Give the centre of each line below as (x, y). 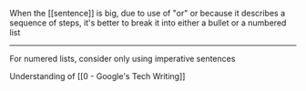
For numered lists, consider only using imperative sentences (122, 59)
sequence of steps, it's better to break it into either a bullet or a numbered (148, 23)
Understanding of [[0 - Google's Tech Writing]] (97, 76)
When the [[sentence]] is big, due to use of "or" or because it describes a (148, 13)
